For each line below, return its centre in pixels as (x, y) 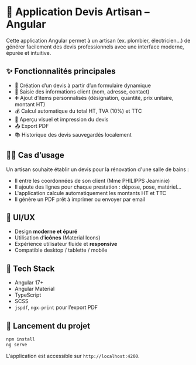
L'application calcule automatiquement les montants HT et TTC (90, 193)
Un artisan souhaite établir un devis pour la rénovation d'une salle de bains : (97, 169)
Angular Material (35, 289)
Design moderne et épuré (46, 232)
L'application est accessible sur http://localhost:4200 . (73, 356)
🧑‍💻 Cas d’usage (35, 155)
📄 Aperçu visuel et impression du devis (61, 119)
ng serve (17, 345)
